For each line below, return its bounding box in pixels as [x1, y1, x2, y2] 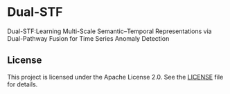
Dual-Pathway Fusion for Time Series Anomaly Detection [7, 34, 170, 42]
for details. [7, 80, 38, 88]
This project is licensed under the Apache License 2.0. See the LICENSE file [7, 73, 224, 81]
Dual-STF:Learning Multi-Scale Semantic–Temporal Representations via [7, 27, 213, 35]
